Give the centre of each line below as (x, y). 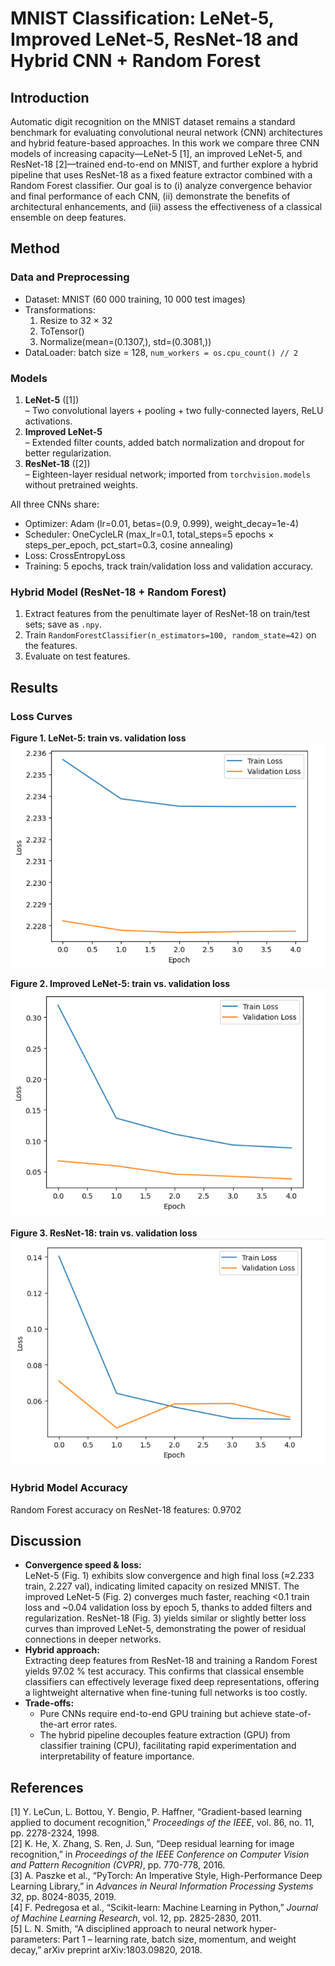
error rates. (94, 1724)
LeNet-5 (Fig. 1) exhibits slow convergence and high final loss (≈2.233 (169, 1576)
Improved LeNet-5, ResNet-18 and (154, 39)
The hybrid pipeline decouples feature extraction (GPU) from (165, 1735)
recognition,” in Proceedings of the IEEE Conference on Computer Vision (160, 1854)
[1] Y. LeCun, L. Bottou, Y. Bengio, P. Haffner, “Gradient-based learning (156, 1812)
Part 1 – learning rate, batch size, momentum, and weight (179, 1939)
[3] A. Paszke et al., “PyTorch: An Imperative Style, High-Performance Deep (166, 1876)
